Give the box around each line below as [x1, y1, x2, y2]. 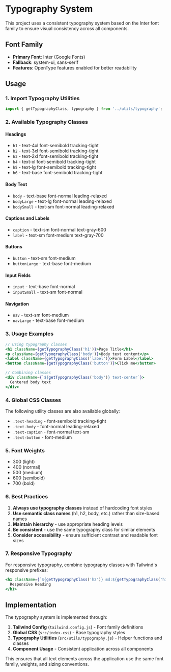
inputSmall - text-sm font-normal [12, 289, 83, 295]
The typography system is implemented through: [5, 614, 108, 620]
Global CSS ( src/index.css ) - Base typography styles [12, 630, 126, 636]
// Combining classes [5, 370, 51, 376]
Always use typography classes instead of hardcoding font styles [12, 504, 153, 511]
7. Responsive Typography [5, 550, 72, 557]
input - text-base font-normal [12, 284, 75, 290]
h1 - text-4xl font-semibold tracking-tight [12, 143, 99, 149]
